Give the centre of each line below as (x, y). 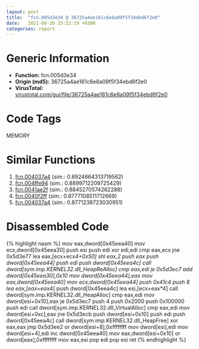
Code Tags (34, 119)
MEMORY (18, 136)
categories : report (31, 29)
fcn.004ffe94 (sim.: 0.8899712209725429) (68, 183)
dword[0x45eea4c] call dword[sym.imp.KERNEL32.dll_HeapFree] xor (92, 320)
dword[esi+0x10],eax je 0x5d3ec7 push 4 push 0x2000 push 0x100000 (96, 301)
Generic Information (58, 59)
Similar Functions (51, 160)
